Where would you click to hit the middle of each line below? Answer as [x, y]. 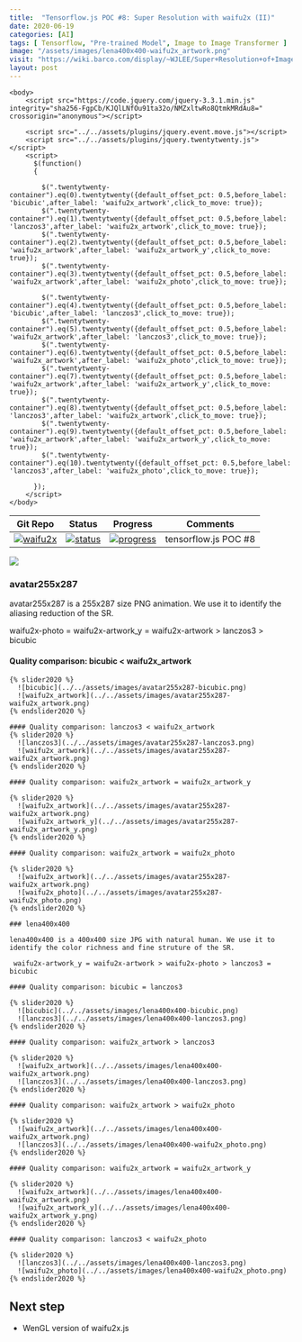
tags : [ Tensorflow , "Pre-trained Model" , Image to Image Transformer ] [148, 43]
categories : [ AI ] [42, 34]
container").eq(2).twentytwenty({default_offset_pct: [112, 242]
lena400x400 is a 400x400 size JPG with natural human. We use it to [142, 940]
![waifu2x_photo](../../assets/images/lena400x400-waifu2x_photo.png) [152, 1271]
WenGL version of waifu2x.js [75, 1328]
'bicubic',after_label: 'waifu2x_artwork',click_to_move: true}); [136, 203]
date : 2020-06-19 [42, 26]
